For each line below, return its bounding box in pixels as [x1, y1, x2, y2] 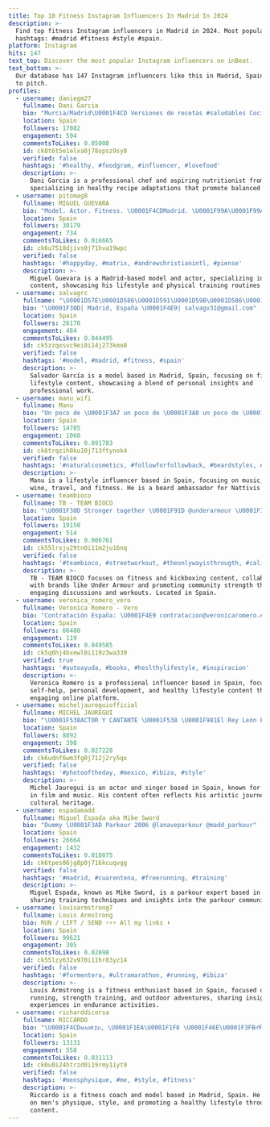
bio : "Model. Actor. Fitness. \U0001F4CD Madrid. [22, 206, 189, 214]
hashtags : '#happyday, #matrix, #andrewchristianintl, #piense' [22, 259, 243, 267]
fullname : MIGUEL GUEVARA [22, 199, 110, 207]
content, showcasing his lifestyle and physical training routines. [29, 281, 264, 290]
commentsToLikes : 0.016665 [22, 237, 113, 245]
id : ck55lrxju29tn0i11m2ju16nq [22, 544, 128, 552]
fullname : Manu [22, 401, 74, 410]
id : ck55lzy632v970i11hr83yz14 [22, 956, 128, 964]
